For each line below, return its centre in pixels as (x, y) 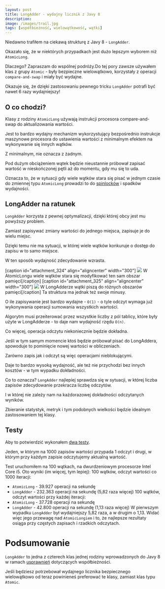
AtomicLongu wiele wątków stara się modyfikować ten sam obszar (73, 276)
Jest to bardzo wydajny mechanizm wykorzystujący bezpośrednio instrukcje (83, 134)
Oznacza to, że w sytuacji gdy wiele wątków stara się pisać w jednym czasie (83, 178)
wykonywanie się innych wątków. (39, 144)
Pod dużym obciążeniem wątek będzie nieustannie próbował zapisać (75, 163)
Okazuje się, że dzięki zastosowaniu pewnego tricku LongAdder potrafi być (80, 86)
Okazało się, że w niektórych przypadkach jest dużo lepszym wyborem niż (81, 52)
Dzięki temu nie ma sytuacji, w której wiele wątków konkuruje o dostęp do (80, 245)
